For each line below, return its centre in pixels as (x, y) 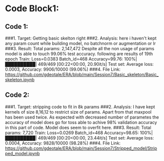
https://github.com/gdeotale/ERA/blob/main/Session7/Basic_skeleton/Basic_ (82, 74)
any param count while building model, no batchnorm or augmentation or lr (81, 43)
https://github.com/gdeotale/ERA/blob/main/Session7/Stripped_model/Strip (81, 148)
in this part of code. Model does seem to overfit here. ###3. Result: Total (78, 127)
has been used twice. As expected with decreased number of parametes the (82, 117)
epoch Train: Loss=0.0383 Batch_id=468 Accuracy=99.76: (64, 59)
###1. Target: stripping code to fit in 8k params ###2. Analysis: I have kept (80, 107)
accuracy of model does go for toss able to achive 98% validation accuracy (81, 122)
